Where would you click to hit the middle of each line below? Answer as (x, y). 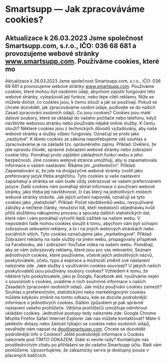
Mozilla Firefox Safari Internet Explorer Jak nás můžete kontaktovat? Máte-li (83, 318)
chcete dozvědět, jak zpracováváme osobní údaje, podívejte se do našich (80, 107)
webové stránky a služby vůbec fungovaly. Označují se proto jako (72, 134)
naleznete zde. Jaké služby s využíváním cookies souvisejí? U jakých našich (83, 266)
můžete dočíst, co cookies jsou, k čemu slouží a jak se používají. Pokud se (81, 102)
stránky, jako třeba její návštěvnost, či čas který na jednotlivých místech (79, 192)
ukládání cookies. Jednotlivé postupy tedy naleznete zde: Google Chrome (81, 313)
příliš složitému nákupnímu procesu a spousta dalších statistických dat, (78, 213)
